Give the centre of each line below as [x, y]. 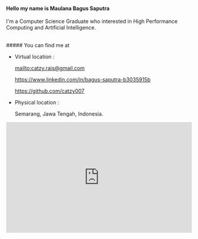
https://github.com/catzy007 [49, 91]
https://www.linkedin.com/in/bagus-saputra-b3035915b [82, 80]
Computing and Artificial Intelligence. [51, 28]
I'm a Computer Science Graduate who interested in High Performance [92, 21]
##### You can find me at [38, 45]
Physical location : [37, 103]
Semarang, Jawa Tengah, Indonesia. [59, 114]
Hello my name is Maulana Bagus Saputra [58, 8]
